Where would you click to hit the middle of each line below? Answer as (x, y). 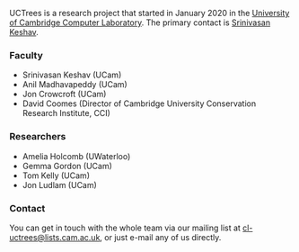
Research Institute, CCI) (66, 113)
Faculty (26, 55)
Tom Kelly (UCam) (56, 175)
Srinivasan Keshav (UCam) (72, 75)
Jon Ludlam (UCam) (59, 184)
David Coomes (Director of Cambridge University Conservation (139, 103)
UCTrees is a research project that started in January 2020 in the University (149, 13)
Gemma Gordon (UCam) (67, 166)
